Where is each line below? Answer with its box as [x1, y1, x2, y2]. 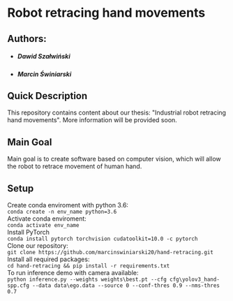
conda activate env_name [7, 221, 80, 228]
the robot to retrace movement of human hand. [7, 162, 142, 170]
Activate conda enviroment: [7, 214, 87, 223]
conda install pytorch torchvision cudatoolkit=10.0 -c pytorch [7, 235, 198, 242]
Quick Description [7, 89, 88, 102]
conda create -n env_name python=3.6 [7, 208, 117, 215]
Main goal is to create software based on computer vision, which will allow [7, 155, 221, 163]
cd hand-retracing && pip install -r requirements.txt [7, 262, 170, 270]
